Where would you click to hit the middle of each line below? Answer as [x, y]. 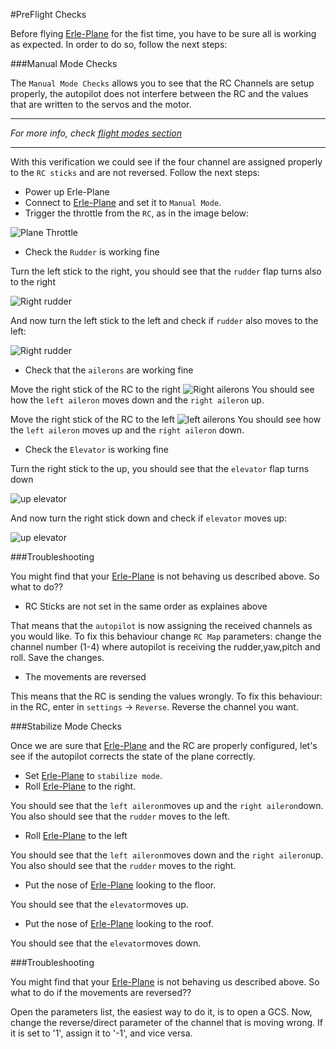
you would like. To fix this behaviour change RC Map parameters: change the [166, 636]
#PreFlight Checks [48, 14]
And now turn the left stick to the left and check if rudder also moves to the [164, 320]
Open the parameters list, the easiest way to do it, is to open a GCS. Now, [161, 1012]
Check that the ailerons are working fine [109, 370]
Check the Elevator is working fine [96, 449]
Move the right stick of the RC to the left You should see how [166, 419]
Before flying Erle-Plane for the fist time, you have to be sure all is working [163, 33]
